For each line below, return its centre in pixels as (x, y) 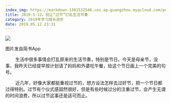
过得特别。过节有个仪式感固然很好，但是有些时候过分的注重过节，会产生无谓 (85, 89)
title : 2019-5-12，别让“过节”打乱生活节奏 (47, 15)
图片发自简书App (23, 49)
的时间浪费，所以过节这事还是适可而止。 (48, 96)
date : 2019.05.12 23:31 (31, 24)
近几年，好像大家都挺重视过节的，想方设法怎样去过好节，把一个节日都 (89, 83)
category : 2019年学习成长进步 (35, 19)
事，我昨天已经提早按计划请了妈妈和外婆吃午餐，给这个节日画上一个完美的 (83, 66)
